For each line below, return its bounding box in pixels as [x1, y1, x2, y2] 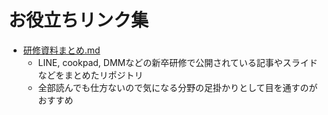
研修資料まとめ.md [22, 44, 101, 56]
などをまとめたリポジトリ [37, 69, 144, 81]
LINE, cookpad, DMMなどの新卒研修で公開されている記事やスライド [37, 56, 318, 68]
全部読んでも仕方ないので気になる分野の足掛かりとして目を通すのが [37, 81, 318, 93]
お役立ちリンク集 [8, 9, 150, 32]
